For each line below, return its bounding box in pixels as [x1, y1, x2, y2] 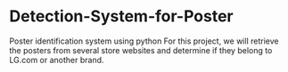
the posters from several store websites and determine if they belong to [9, 44, 273, 55]
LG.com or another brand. [9, 54, 104, 65]
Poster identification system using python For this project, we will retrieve [9, 36, 279, 46]
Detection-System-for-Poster [9, 6, 234, 27]
